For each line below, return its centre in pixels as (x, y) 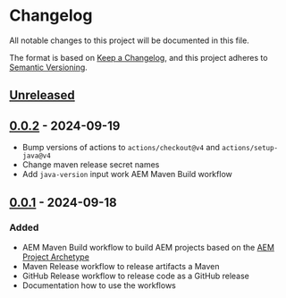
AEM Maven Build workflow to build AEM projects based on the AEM (148, 247)
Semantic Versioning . (48, 67)
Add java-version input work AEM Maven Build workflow (127, 175)
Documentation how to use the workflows (99, 285)
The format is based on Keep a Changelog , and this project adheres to (139, 57)
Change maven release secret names (91, 165)
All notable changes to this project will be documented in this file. (130, 40)
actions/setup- (250, 149)
